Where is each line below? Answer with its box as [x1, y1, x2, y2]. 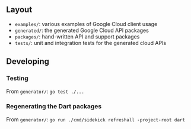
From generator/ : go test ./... [6, 88, 85, 95]
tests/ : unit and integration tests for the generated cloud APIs [14, 39, 167, 46]
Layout [6, 5, 33, 15]
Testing [6, 74, 28, 82]
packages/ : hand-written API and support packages [14, 33, 140, 40]
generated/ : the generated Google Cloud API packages [14, 27, 149, 34]
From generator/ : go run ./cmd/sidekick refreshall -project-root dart [6, 115, 186, 123]
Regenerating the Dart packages [6, 102, 102, 111]
